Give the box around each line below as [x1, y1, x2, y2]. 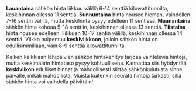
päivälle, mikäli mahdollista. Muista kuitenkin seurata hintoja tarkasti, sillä [6, 72, 182, 79]
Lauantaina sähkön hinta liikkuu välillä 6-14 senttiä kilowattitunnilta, [6, 5, 169, 12]
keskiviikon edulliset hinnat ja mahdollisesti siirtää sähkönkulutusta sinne [6, 66, 183, 72]
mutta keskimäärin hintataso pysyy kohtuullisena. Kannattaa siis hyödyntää [6, 60, 187, 66]
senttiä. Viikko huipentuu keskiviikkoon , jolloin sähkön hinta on [6, 36, 158, 43]
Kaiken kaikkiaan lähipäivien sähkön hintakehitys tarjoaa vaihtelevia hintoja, [6, 54, 188, 60]
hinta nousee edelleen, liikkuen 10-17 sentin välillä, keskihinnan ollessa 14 [6, 30, 183, 37]
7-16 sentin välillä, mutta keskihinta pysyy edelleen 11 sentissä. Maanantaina [6, 17, 191, 24]
